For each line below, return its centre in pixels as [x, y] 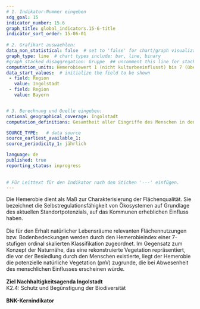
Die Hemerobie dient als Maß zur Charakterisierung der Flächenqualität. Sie [99, 199]
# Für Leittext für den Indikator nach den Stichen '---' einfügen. [93, 183]
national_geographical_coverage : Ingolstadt [62, 116]
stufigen [16, 244]
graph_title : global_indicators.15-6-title [61, 28]
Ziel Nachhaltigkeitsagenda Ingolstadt [54, 282]
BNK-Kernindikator [30, 301]
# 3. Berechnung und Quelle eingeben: [54, 111]
